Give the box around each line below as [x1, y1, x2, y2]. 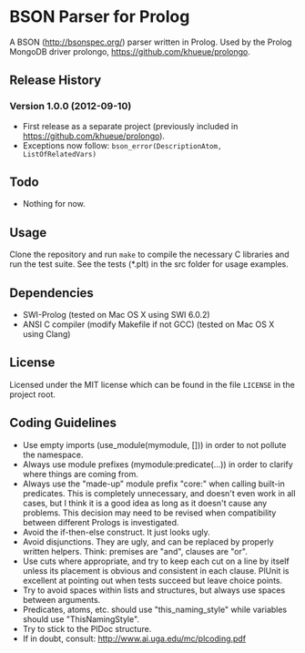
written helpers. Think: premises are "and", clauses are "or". [22, 546, 248, 556]
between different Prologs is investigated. [22, 516, 179, 527]
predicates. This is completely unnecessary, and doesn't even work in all [22, 487, 296, 498]
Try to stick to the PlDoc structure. [22, 623, 152, 634]
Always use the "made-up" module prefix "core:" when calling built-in [22, 478, 285, 489]
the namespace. [22, 449, 84, 460]
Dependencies [9, 285, 94, 301]
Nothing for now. [22, 199, 86, 209]
